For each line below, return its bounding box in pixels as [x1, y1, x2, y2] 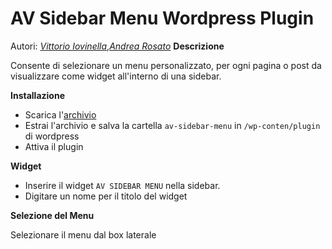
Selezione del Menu [10, 209, 95, 221]
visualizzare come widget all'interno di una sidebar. [10, 70, 222, 82]
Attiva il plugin [24, 140, 84, 152]
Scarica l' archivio [24, 108, 97, 121]
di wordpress [24, 130, 80, 142]
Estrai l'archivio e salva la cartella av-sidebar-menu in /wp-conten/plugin [24, 119, 321, 131]
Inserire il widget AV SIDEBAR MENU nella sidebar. [24, 179, 221, 191]
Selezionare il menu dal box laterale [10, 228, 157, 241]
